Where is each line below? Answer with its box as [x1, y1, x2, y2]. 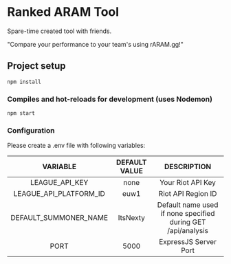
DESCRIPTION [164, 162, 212, 172]
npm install [7, 78, 41, 85]
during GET [169, 217, 206, 227]
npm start [7, 110, 36, 117]
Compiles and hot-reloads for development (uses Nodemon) [7, 94, 213, 104]
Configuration [7, 125, 55, 135]
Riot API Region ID [158, 189, 217, 199]
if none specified [160, 209, 215, 219]
